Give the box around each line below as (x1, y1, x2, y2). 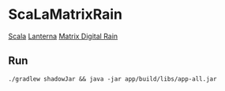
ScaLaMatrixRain (8, 5, 122, 24)
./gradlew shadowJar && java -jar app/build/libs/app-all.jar (8, 75, 217, 83)
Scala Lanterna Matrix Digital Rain (8, 31, 118, 41)
